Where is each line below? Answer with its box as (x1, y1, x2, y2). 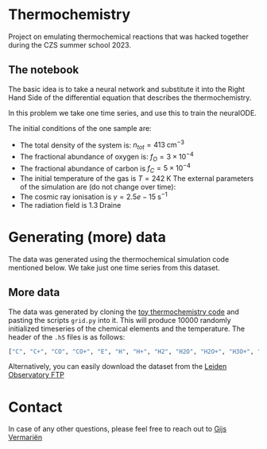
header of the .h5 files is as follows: (8, 332, 126, 342)
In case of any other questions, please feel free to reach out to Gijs (8, 424, 227, 434)
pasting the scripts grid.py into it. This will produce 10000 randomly (8, 315, 232, 324)
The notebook (8, 63, 79, 77)
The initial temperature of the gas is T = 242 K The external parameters (19, 174, 254, 183)
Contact (8, 398, 63, 416)
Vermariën (8, 432, 42, 442)
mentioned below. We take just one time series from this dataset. (8, 263, 220, 272)
